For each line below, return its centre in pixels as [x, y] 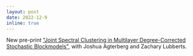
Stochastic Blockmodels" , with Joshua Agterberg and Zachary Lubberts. [96, 46]
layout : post [23, 12]
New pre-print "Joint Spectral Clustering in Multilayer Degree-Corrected [96, 40]
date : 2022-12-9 [27, 17]
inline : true [23, 23]
